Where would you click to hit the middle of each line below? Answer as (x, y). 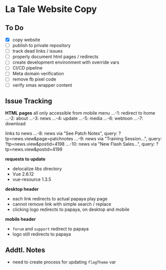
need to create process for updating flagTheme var (64, 262)
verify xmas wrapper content (42, 85)
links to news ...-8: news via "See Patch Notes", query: (61, 133)
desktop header (22, 189)
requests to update (25, 159)
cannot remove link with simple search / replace (62, 204)
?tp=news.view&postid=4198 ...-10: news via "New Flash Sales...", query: (80, 144)
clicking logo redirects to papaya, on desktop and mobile (71, 209)
